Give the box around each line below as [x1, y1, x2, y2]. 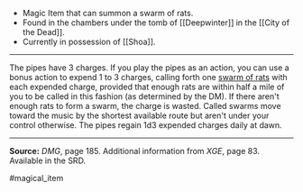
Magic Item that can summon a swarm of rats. [22, 8, 194, 18]
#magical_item [9, 173, 64, 183]
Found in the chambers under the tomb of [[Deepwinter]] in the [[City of [22, 17, 290, 28]
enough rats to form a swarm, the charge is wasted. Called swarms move [9, 101, 281, 111]
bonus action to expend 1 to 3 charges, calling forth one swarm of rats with [9, 72, 289, 82]
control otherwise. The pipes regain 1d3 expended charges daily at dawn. [9, 120, 282, 130]
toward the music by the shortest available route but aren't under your [9, 110, 270, 121]
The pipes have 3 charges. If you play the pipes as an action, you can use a [9, 62, 290, 73]
